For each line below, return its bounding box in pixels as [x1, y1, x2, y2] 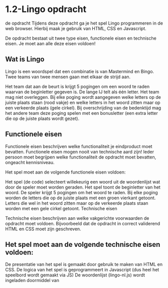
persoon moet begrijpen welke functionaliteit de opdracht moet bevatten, [5, 154, 156, 160]
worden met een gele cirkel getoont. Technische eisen [5, 205, 118, 211]
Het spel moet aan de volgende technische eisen [5, 240, 160, 249]
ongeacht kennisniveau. [5, 159, 55, 165]
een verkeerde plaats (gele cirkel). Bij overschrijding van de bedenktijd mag [5, 104, 161, 111]
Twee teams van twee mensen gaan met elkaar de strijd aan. [5, 74, 131, 80]
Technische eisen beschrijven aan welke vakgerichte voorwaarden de [5, 215, 149, 221]
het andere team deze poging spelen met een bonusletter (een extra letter [5, 110, 158, 116]
